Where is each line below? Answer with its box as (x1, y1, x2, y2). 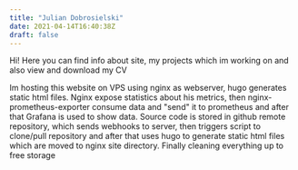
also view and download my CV (9, 65, 127, 75)
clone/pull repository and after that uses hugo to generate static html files (9, 131, 285, 142)
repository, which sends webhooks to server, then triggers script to (9, 121, 262, 132)
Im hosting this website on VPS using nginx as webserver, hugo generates (9, 83, 287, 94)
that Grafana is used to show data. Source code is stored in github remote (9, 111, 286, 123)
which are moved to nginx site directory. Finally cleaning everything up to (9, 140, 284, 151)
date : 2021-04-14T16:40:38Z (9, 22, 116, 31)
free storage (9, 150, 56, 161)
